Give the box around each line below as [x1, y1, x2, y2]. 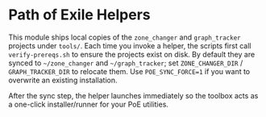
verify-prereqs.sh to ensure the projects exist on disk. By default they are [8, 49, 256, 59]
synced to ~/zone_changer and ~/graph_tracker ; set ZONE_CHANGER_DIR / [8, 58, 243, 68]
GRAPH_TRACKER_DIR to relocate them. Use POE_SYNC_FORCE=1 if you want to [8, 66, 251, 76]
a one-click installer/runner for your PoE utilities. [8, 99, 169, 109]
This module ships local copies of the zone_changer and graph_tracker [8, 32, 241, 42]
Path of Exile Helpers [8, 6, 151, 24]
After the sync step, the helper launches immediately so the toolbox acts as [8, 90, 259, 100]
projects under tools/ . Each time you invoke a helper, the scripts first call [8, 40, 251, 50]
